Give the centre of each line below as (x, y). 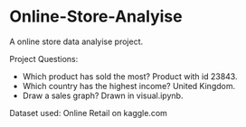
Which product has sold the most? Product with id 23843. (130, 76)
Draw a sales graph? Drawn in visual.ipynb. (103, 95)
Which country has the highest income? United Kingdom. (129, 86)
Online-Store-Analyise (96, 17)
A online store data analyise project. (76, 41)
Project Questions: (44, 59)
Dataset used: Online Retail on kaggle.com (88, 113)
